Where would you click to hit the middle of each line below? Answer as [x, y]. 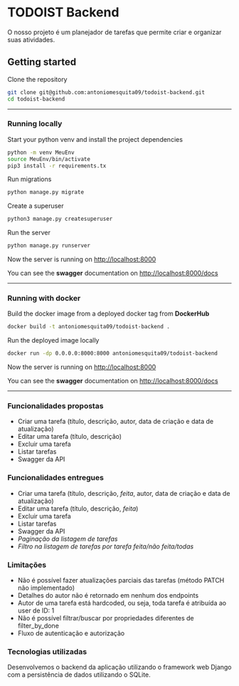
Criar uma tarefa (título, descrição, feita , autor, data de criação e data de [124, 493]
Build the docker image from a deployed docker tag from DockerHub [108, 313]
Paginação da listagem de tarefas [68, 539]
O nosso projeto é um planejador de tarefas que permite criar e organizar [115, 32]
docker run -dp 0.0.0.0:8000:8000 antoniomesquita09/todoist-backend [113, 353]
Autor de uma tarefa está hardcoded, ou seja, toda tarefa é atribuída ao [122, 603]
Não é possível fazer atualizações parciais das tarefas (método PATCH [121, 580]
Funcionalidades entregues [56, 478]
